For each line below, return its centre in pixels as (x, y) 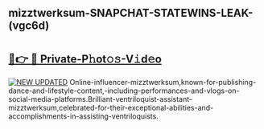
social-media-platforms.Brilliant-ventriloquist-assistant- (101, 99)
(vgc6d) (29, 26)
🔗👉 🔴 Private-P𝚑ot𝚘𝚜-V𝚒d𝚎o (85, 59)
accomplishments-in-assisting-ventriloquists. (83, 116)
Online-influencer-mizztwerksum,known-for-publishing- (163, 82)
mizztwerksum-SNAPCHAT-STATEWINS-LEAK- (131, 13)
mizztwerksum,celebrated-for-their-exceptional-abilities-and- (111, 108)
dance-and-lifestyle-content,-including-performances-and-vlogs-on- (124, 91)
